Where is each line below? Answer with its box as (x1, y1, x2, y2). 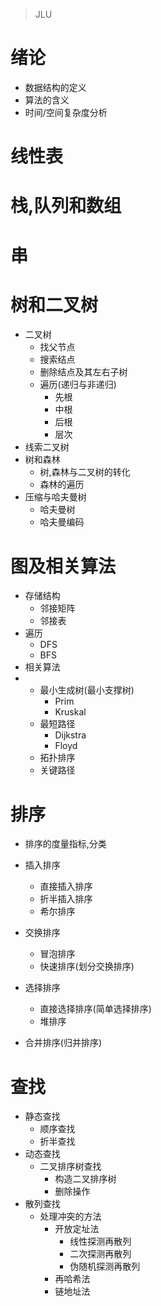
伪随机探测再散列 (69, 1260, 141, 1273)
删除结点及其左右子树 (39, 366, 128, 378)
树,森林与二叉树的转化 (39, 466, 131, 478)
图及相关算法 (10, 555, 117, 578)
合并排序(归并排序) (24, 1037, 103, 1049)
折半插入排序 (39, 893, 93, 905)
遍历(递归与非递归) (39, 379, 117, 391)
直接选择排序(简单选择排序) (39, 1003, 152, 1015)
